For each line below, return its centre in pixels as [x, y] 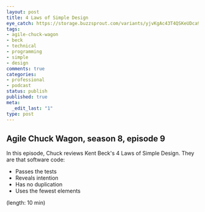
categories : [21, 74]
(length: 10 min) [26, 203]
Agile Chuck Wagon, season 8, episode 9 [86, 139]
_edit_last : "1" [32, 108]
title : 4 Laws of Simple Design [47, 18]
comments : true [26, 69]
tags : [13, 29]
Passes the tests [36, 172]
